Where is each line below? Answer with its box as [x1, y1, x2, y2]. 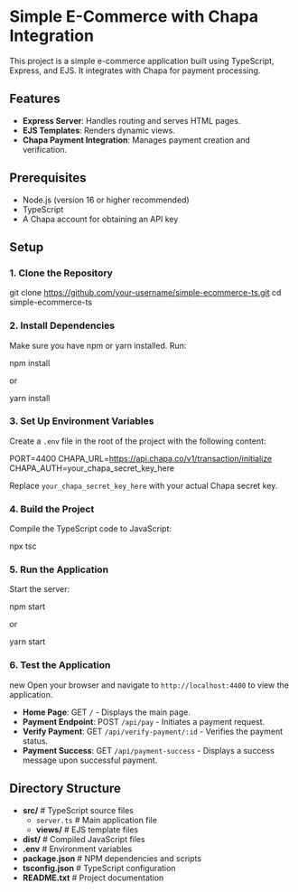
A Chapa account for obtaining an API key [22, 213, 179, 224]
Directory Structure [9, 781, 122, 796]
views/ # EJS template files [35, 824, 138, 835]
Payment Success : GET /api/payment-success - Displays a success [22, 745, 275, 756]
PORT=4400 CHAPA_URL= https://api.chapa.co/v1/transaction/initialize [9, 453, 273, 464]
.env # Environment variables [22, 843, 133, 854]
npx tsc [9, 540, 37, 552]
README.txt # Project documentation [22, 872, 164, 883]
